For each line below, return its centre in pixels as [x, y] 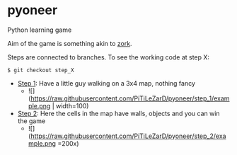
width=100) [72, 105]
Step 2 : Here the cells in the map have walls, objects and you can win [119, 113]
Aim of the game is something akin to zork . [70, 43]
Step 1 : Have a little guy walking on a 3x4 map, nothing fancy [106, 83]
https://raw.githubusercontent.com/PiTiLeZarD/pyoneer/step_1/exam [130, 98]
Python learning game [40, 30]
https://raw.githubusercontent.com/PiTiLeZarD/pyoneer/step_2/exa [128, 136]
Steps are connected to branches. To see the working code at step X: [109, 57]
